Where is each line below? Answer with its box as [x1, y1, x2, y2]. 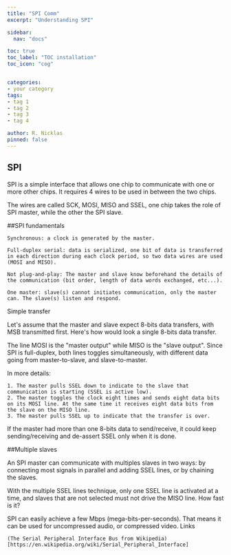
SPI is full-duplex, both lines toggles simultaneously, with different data [7, 348, 208, 357]
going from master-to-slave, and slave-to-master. [7, 355, 148, 364]
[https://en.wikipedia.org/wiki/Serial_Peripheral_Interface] [7, 541, 189, 548]
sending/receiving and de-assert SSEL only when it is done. [7, 432, 177, 440]
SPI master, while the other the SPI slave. [7, 208, 124, 216]
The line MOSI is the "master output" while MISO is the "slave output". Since [7, 341, 223, 349]
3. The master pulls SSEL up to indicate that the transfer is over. [7, 412, 211, 419]
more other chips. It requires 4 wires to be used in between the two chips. [7, 187, 217, 196]
